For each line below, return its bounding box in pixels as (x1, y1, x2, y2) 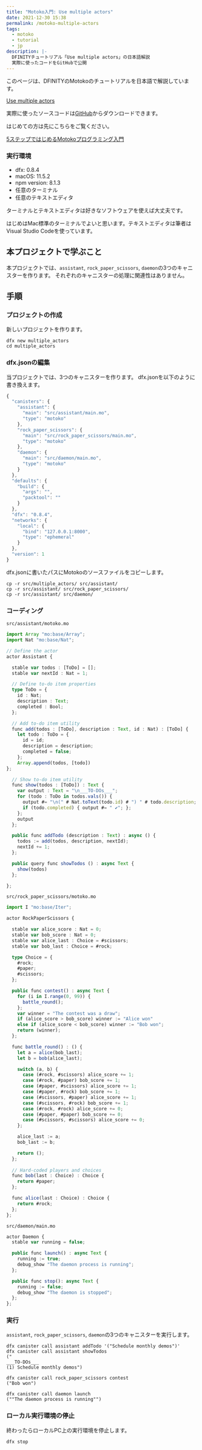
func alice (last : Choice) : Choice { (12, 1195, 110, 1202)
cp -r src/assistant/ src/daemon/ (6, 591, 94, 597)
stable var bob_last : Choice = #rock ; (12, 943, 113, 949)
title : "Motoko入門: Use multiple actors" (6, 9, 113, 15)
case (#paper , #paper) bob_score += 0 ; (22, 1111, 123, 1118)
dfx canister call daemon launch (6, 1391, 91, 1397)
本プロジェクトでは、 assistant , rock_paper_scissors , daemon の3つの (6, 264, 178, 271)
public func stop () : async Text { (12, 1278, 99, 1284)
